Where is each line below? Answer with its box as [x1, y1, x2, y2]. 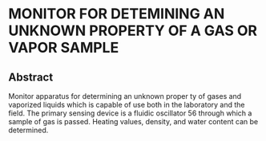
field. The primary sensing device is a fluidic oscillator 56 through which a [8, 108, 252, 118]
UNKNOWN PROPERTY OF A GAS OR [8, 22, 258, 40]
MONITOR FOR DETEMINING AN [8, 5, 225, 23]
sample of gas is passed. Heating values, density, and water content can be [8, 117, 259, 126]
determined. [8, 125, 49, 135]
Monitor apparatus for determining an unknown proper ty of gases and [8, 92, 242, 100]
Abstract [8, 70, 54, 84]
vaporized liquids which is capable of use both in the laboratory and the [8, 100, 245, 109]
